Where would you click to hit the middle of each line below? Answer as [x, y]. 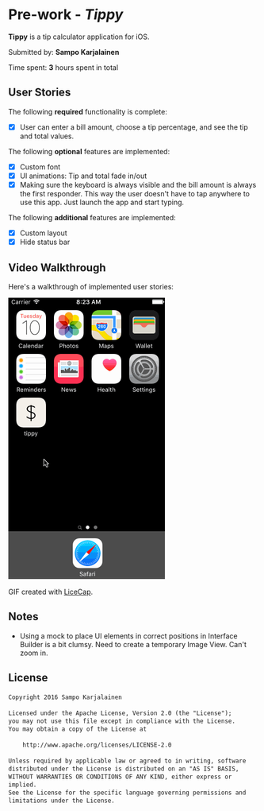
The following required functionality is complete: [88, 111]
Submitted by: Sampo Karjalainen [64, 52]
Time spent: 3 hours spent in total [63, 67]
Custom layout [43, 233]
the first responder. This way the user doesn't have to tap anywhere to [134, 194]
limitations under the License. [61, 801]
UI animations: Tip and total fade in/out [83, 176]
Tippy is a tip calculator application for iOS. [79, 37]
